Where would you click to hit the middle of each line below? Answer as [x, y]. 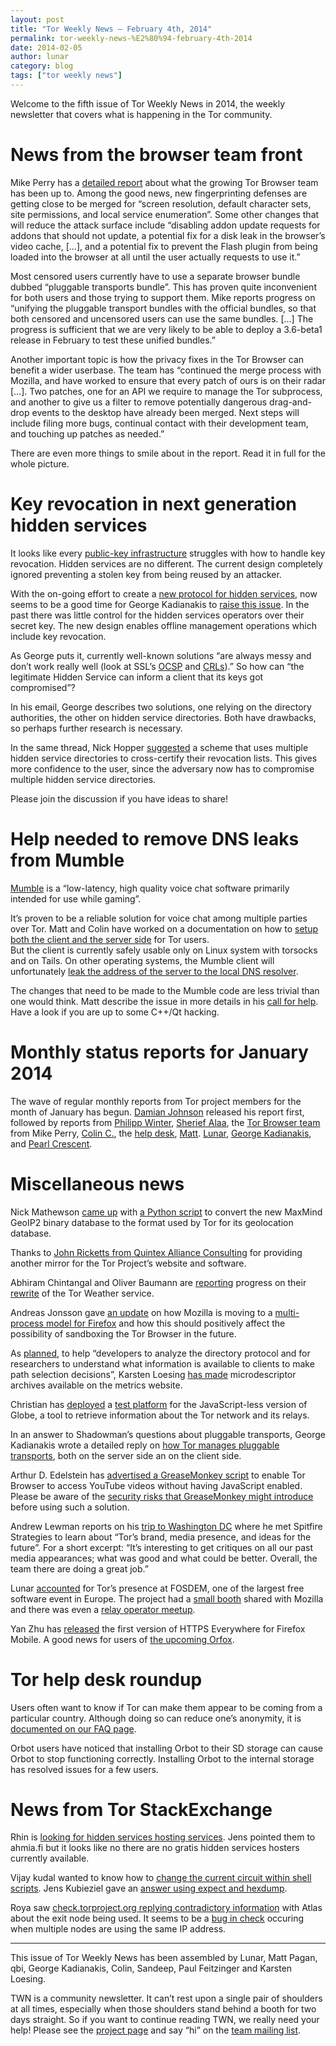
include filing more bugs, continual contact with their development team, [159, 423]
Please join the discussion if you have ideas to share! [119, 798]
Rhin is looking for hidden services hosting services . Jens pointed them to [163, 1837]
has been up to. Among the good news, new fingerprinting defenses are [159, 193]
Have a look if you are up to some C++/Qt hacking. [115, 1012]
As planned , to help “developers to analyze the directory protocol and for [160, 1353]
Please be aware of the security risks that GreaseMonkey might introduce [162, 1496]
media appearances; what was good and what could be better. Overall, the [164, 1558]
